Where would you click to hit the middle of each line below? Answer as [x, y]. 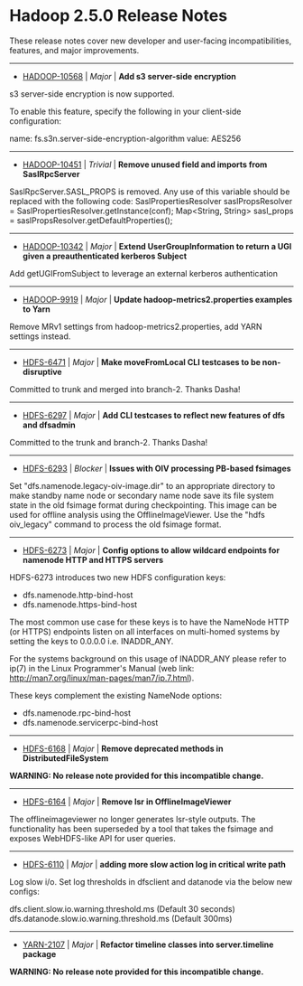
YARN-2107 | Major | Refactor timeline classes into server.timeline [148, 944]
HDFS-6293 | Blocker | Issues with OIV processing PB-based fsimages [156, 468]
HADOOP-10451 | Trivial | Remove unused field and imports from [145, 164]
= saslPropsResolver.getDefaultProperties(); [91, 220]
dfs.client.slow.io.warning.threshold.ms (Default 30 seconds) [123, 908]
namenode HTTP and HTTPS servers [93, 559]
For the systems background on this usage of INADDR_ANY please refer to [148, 658]
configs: [25, 891]
